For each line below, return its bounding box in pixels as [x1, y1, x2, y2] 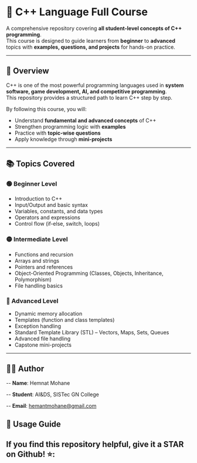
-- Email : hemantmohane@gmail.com [6, 402, 97, 409]
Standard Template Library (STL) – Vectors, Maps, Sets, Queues [14, 329, 169, 336]
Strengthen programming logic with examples [14, 123, 126, 130]
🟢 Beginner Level [6, 180, 57, 188]
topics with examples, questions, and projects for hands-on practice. [6, 43, 176, 51]
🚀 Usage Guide [6, 420, 62, 430]
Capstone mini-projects [14, 341, 72, 348]
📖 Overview [6, 66, 49, 76]
